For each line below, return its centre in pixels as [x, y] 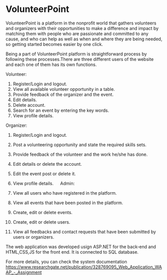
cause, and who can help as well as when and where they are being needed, [84, 39]
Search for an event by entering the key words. [61, 110]
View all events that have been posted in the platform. [68, 203]
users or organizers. [33, 237]
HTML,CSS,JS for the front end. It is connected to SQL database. [72, 252]
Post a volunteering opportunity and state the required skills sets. [80, 144]
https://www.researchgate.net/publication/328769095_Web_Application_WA [84, 267]
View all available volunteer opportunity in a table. [64, 89]
